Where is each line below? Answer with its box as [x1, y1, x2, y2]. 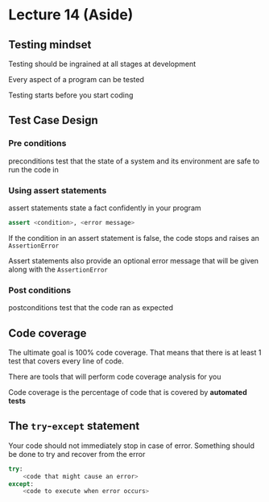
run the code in [8, 164, 59, 174]
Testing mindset [8, 38, 92, 52]
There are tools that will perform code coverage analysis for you [8, 371, 221, 381]
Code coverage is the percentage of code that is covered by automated [8, 387, 247, 396]
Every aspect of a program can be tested [8, 75, 145, 84]
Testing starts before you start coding [8, 90, 134, 100]
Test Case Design [8, 114, 98, 127]
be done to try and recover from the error [8, 449, 146, 458]
